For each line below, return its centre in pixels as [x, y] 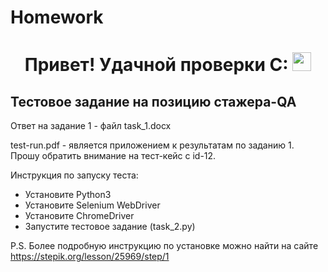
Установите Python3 [68, 195]
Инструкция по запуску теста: [74, 175]
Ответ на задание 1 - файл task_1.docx [91, 126]
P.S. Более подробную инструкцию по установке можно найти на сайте [164, 246]
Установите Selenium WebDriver [92, 205]
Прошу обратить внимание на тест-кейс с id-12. [113, 156]
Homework [57, 17]
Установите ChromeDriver [79, 216]
